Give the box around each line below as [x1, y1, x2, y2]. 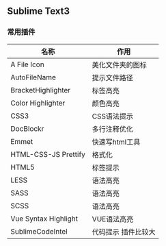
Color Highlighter [10, 98, 66, 108]
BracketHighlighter [10, 85, 71, 95]
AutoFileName [10, 72, 57, 82]
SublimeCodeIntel [10, 226, 68, 236]
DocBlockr [10, 123, 44, 133]
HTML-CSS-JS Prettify [10, 149, 85, 159]
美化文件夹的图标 [92, 60, 147, 69]
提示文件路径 [92, 73, 133, 82]
